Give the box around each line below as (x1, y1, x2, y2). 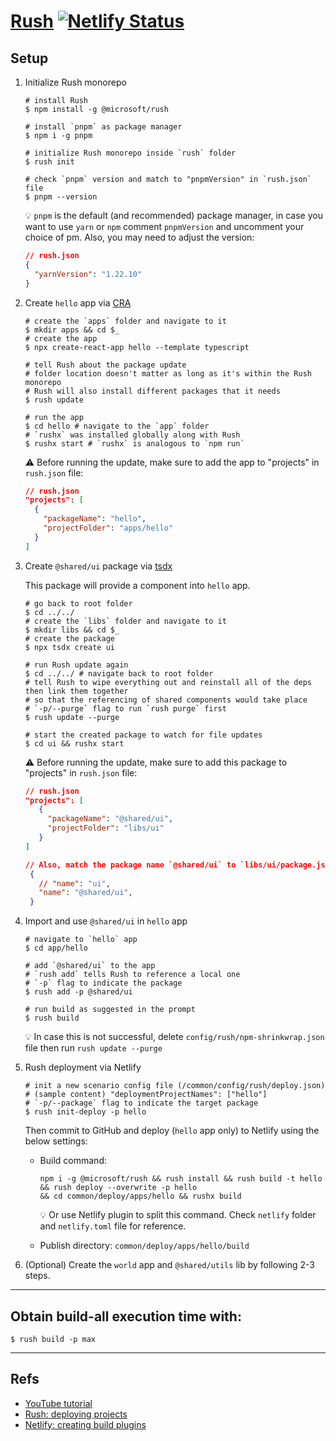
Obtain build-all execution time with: (10, 1308, 242, 1325)
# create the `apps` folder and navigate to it (24, 316, 227, 326)
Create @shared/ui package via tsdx (24, 560, 173, 572)
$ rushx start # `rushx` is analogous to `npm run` (24, 438, 245, 449)
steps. (24, 1270, 51, 1282)
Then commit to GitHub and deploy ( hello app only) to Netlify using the (24, 1125, 320, 1137)
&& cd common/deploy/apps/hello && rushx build (39, 1191, 242, 1202)
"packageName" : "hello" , (43, 514, 147, 524)
